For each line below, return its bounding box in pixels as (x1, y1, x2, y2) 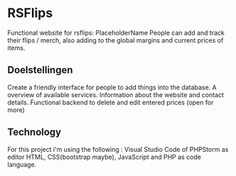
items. (7, 43, 26, 52)
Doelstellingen (7, 64, 73, 76)
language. (7, 160, 37, 168)
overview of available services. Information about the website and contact (7, 90, 224, 99)
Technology (7, 126, 62, 138)
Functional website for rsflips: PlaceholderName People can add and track (7, 28, 225, 37)
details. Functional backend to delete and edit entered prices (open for (7, 98, 214, 106)
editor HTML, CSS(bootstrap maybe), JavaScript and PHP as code (7, 153, 201, 161)
